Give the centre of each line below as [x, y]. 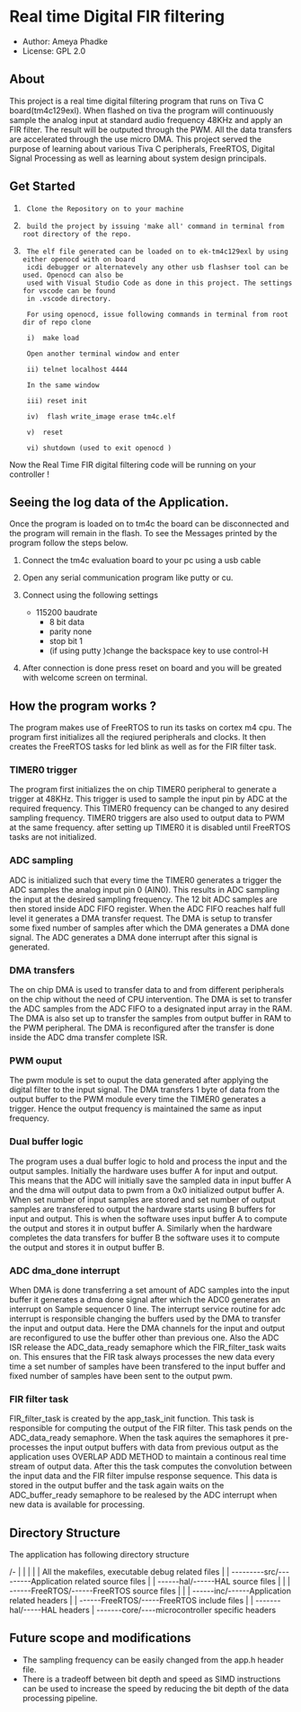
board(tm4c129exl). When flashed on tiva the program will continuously [142, 110]
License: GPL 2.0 [54, 50]
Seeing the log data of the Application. [119, 502]
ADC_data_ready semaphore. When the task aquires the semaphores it [140, 1438]
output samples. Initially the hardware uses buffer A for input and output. [144, 1170]
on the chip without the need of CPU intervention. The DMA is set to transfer [151, 1000]
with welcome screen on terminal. [85, 678]
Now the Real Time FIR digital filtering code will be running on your [133, 464]
